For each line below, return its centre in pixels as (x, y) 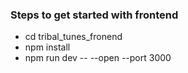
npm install (47, 47)
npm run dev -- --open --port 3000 (98, 58)
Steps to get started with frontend (94, 15)
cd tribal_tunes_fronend (73, 37)
